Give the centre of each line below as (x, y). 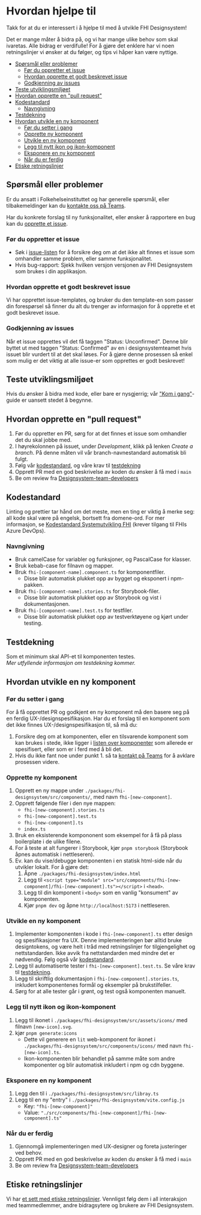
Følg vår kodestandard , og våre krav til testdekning (78, 465)
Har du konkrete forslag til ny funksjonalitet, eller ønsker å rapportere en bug (101, 217)
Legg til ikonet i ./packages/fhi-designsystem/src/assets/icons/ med (101, 1020)
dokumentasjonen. (47, 604)
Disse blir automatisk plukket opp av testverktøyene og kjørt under (106, 617)
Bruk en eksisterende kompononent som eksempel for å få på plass (98, 835)
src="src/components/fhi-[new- (142, 880)
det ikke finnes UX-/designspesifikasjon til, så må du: (72, 724)
